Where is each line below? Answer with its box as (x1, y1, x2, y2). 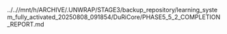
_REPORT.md (7, 20, 44, 28)
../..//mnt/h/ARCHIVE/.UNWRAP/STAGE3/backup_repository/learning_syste (7, 6, 217, 14)
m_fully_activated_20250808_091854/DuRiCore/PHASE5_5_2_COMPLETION (7, 13, 221, 21)
